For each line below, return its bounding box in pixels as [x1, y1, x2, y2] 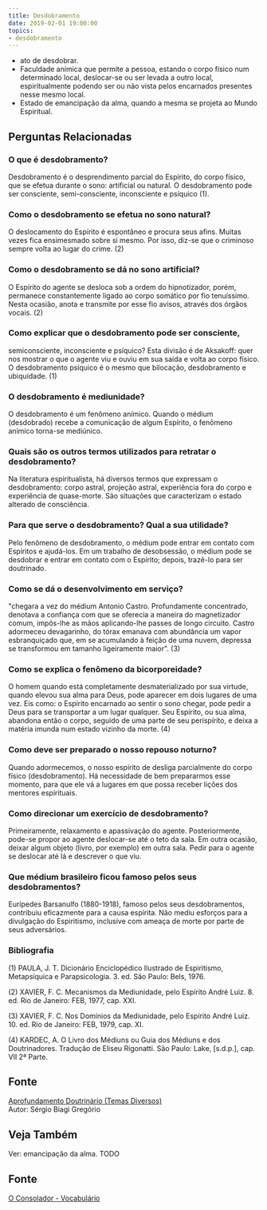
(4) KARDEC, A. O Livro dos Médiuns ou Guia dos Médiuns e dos [8, 1035, 221, 1045]
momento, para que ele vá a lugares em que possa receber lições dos [8, 780, 238, 789]
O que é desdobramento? [8, 153, 108, 165]
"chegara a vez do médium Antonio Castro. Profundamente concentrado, [8, 601, 249, 611]
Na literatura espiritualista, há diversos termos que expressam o [8, 474, 218, 484]
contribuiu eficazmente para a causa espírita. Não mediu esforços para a [8, 908, 249, 918]
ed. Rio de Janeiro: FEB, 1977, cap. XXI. [8, 995, 137, 1005]
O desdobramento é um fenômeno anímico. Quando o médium [8, 409, 214, 419]
